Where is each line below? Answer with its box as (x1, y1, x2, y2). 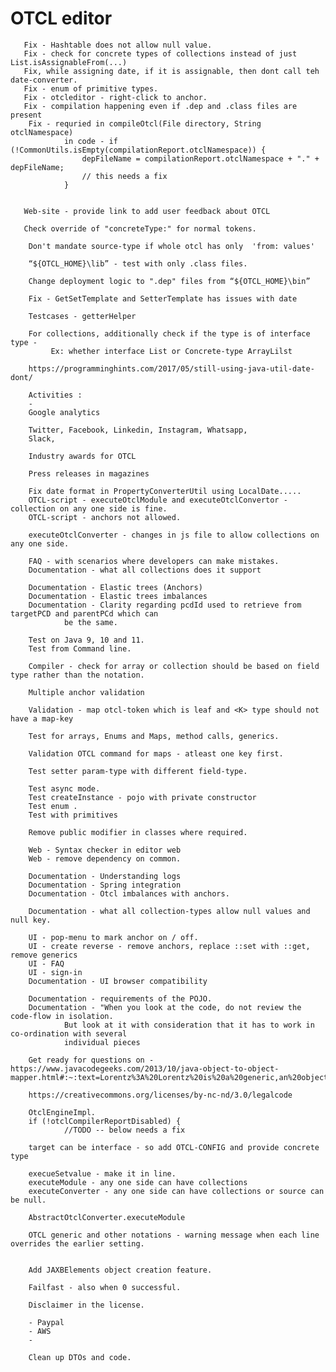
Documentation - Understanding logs (28, 871, 182, 881)
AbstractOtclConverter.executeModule (28, 1212, 186, 1222)
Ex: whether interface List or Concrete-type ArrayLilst (50, 346, 293, 356)
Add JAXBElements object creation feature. (28, 1265, 213, 1275)
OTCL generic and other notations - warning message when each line (28, 1230, 320, 1240)
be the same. (63, 617, 118, 627)
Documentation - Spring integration (28, 880, 182, 890)
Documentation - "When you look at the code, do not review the (28, 1002, 302, 1012)
